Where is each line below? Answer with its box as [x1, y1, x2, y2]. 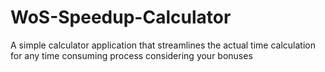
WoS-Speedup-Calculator [10, 6, 232, 29]
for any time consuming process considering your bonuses [10, 49, 253, 61]
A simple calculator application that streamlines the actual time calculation [10, 39, 316, 51]
